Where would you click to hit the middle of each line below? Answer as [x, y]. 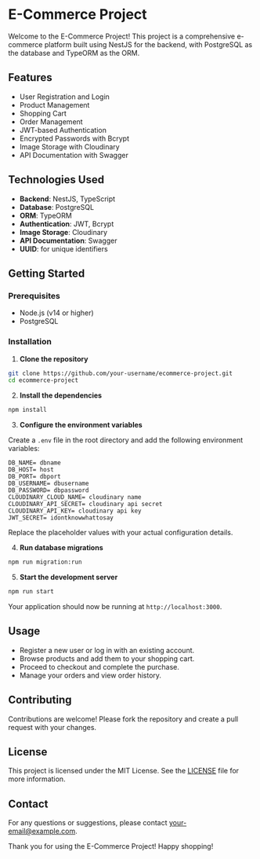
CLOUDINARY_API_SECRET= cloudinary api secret [85, 505]
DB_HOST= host [31, 470]
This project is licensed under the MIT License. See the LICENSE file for [124, 771]
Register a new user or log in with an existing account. [107, 650]
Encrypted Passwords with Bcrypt [74, 138]
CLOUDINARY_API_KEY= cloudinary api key [75, 511]
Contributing [40, 700]
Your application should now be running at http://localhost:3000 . [115, 606]
